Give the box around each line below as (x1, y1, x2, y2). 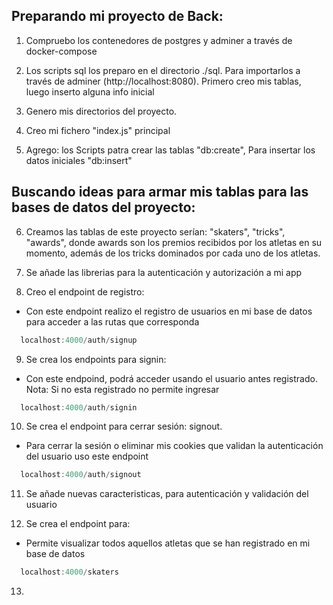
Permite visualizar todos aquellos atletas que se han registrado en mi (25, 537, 311, 549)
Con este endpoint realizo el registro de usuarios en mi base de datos (25, 305, 313, 317)
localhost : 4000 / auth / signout (20, 470, 142, 480)
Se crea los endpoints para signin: (25, 353, 167, 365)
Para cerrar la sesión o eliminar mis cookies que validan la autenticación (25, 440, 324, 452)
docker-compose (25, 45, 98, 57)
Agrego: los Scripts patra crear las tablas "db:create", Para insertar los (25, 144, 316, 156)
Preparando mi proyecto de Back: (11, 8, 224, 25)
